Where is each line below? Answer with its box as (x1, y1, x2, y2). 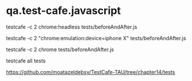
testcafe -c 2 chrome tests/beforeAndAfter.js (6, 45, 114, 53)
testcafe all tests (6, 57, 46, 64)
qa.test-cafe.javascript (6, 4, 121, 17)
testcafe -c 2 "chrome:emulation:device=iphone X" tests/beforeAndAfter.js (6, 34, 186, 41)
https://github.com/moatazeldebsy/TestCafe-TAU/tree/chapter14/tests (6, 68, 176, 75)
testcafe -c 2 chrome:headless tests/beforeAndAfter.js (6, 23, 138, 30)
